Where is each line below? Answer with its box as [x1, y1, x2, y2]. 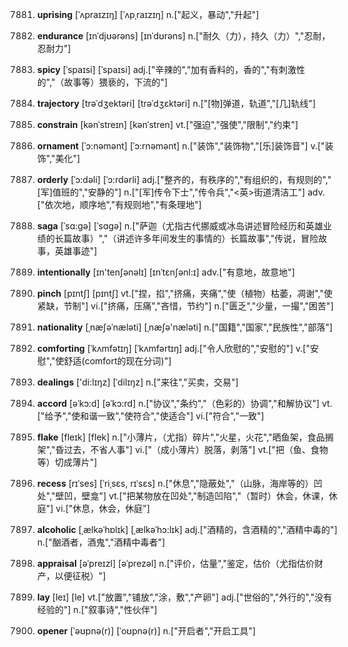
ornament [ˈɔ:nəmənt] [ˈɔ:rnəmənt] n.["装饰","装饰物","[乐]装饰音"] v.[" [36, 140, 325, 152]
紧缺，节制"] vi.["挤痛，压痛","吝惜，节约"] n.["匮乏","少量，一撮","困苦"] [36, 300, 334, 312]
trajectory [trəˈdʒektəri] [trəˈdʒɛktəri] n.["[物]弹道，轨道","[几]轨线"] [36, 98, 317, 109]
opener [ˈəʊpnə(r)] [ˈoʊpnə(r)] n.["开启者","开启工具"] [36, 625, 257, 637]
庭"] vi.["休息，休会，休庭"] [36, 503, 150, 514]
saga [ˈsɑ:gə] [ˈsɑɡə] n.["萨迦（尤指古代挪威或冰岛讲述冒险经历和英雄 [36, 220, 324, 232]
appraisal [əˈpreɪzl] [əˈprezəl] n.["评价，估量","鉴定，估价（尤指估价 [36, 558, 315, 569]
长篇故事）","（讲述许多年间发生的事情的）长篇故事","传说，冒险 [54, 233, 319, 244]
